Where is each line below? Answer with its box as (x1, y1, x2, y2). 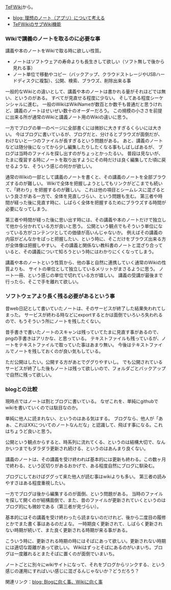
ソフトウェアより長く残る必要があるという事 (5, 292, 115, 300)
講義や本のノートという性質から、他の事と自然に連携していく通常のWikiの (5, 259, 162, 266)
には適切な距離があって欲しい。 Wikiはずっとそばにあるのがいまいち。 (5, 544, 154, 550)
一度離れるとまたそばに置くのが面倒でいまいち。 (14, 550, 117, 557)
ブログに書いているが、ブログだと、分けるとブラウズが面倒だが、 (24, 131, 163, 137)
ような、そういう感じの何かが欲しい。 (14, 163, 95, 169)
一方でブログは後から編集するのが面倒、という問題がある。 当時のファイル (5, 490, 163, 497)
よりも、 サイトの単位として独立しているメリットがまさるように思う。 (9, 266, 158, 272)
